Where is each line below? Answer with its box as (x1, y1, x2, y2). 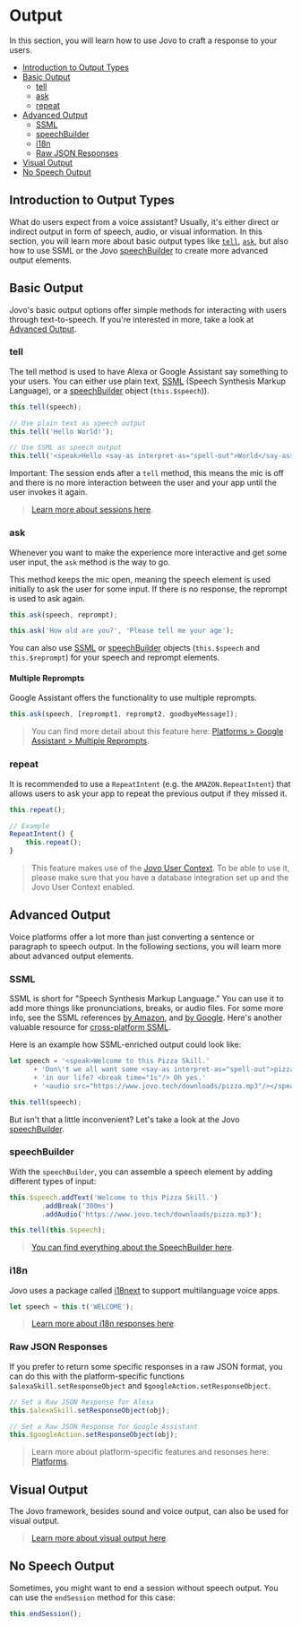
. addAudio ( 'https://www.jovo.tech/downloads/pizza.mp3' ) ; (41, 1209, 262, 1219)
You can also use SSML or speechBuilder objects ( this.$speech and (9, 643, 260, 653)
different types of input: (9, 1175, 97, 1186)
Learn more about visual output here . (30, 1533, 168, 1544)
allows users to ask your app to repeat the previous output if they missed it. (9, 788, 288, 799)
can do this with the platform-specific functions (9, 1371, 185, 1381)
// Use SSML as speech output (9, 443, 123, 453)
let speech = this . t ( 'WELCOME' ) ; (9, 1302, 134, 1311)
